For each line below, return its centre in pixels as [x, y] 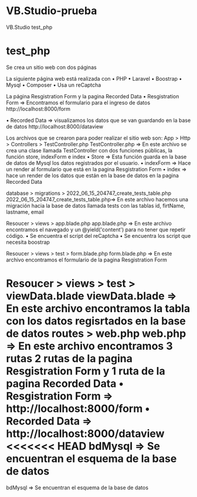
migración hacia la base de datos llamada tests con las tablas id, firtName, [96, 206]
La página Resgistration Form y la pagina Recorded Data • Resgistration [93, 96]
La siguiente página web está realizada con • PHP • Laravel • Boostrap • [94, 78]
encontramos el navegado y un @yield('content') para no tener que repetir [96, 229]
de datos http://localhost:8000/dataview [55, 126]
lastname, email [25, 212]
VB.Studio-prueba [52, 11]
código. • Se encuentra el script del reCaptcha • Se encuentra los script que [98, 236]
